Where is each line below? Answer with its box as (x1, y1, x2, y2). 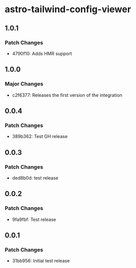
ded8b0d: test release (12, 175, 59, 181)
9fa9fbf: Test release (12, 216, 56, 222)
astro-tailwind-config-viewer (5, 4, 131, 15)
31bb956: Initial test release (12, 258, 70, 264)
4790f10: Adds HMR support (12, 50, 72, 56)
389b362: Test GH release (12, 133, 68, 140)
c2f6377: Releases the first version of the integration (12, 92, 123, 98)
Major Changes (5, 80, 44, 87)
